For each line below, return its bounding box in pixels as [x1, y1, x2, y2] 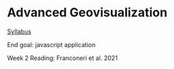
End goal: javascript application [7, 40, 96, 49]
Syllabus [7, 27, 32, 36]
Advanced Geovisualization [7, 5, 168, 20]
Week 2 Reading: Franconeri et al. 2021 [7, 53, 118, 62]
